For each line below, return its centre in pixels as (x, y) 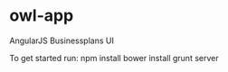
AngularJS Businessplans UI (62, 40)
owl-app (42, 16)
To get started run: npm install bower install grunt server (114, 58)
